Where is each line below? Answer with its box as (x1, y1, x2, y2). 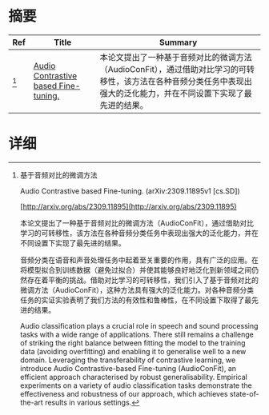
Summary (159, 37, 198, 48)
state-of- (229, 389, 259, 398)
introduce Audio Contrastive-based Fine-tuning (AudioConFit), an (19, 363, 237, 373)
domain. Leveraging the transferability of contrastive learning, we (19, 355, 236, 365)
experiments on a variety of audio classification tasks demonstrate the (19, 381, 252, 390)
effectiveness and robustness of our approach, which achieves (19, 389, 228, 398)
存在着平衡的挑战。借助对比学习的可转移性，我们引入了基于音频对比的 (26, 275, 259, 285)
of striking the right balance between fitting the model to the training (19, 337, 246, 348)
